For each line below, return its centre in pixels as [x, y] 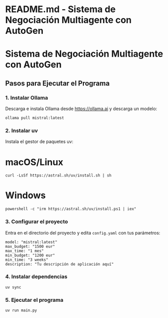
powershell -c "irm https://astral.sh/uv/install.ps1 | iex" [71, 209]
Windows [25, 195]
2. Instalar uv [22, 130]
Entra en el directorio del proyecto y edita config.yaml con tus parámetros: [83, 233]
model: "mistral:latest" [31, 242]
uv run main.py [21, 310]
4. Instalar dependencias [36, 277]
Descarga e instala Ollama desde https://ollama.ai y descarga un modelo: [81, 109]
